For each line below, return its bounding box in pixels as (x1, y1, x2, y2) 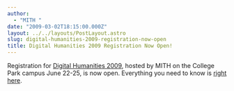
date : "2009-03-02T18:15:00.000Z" (7, 23, 108, 30)
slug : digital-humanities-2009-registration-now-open (7, 36, 167, 43)
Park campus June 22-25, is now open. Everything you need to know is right (7, 69, 227, 77)
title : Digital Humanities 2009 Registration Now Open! (7, 42, 173, 49)
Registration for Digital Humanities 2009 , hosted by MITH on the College (7, 62, 214, 69)
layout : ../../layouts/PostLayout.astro (7, 29, 127, 37)
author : (7, 10, 30, 17)
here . (7, 76, 22, 84)
